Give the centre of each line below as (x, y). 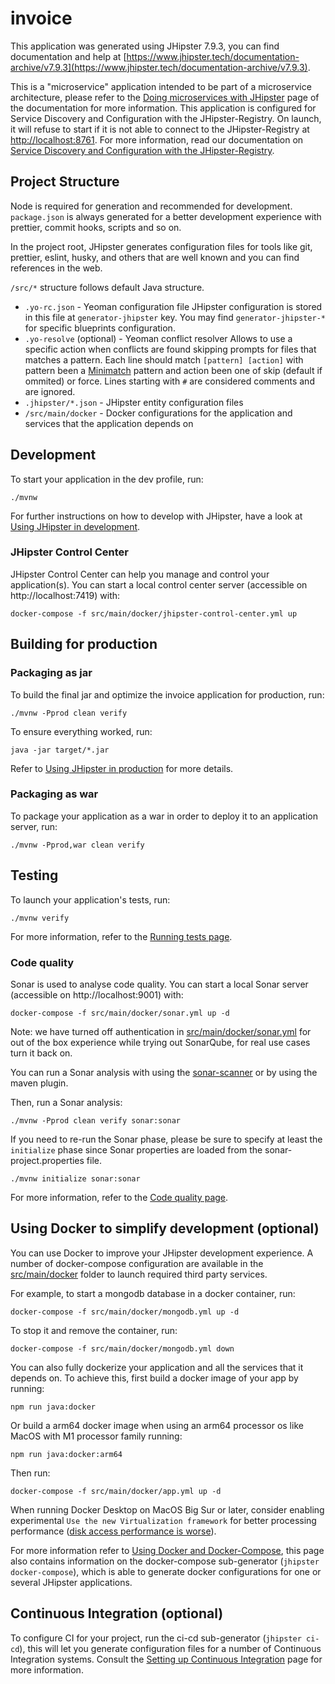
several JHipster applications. (71, 1582)
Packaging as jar (51, 673)
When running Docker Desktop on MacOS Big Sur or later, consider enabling (167, 1509)
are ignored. (50, 391)
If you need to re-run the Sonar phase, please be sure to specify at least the (166, 1139)
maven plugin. (39, 1083)
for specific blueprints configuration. (100, 328)
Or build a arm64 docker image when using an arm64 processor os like (157, 1425)
